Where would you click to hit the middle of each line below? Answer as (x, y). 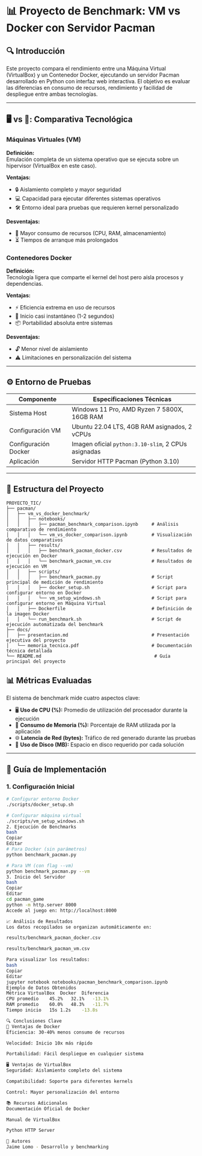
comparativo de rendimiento (41, 529)
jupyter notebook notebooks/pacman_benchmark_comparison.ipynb (87, 982)
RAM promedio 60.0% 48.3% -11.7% (58, 1005)
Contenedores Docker (39, 257)
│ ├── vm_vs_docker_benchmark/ (48, 513)
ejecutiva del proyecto (36, 640)
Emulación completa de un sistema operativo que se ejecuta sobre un (93, 159)
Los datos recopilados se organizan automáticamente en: (79, 927)
